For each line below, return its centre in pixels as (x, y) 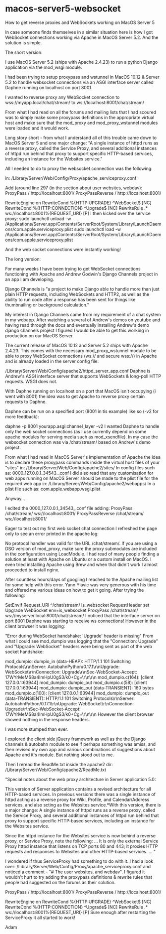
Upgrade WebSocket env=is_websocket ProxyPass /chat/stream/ (72, 610)
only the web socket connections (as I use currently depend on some (76, 431)
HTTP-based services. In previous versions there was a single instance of (81, 794)
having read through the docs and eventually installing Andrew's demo (77, 325)
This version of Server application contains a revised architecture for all (78, 789)
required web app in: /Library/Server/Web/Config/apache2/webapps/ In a (80, 483)
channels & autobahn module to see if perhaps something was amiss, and (81, 744)
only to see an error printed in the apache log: (52, 534)
